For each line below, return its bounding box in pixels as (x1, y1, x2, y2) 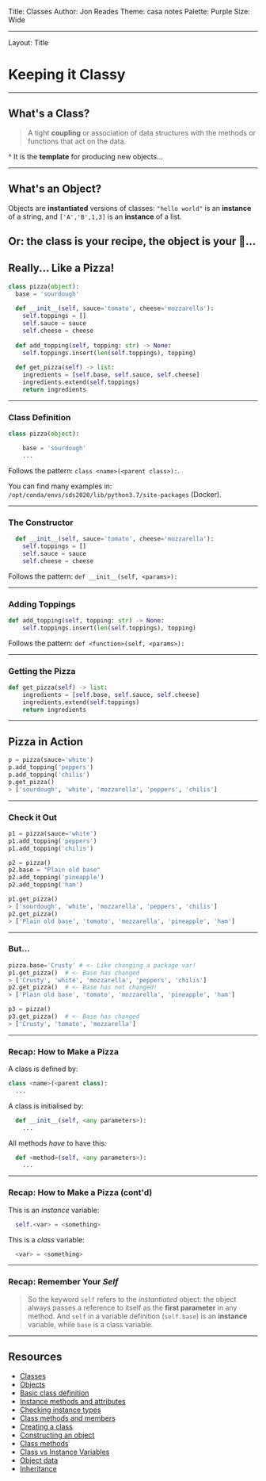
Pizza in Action (8, 735, 84, 748)
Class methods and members (19, 1413, 116, 1422)
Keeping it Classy (8, 66, 126, 84)
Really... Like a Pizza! (8, 262, 115, 275)
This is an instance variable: (8, 1205, 100, 1215)
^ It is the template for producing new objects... (8, 151, 164, 161)
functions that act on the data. (27, 136, 127, 146)
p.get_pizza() (8, 778, 55, 786)
